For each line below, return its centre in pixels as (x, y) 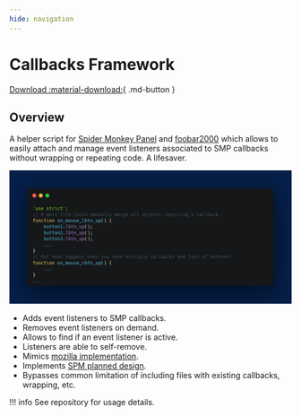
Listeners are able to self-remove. (85, 346)
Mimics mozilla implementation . (80, 356)
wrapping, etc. (49, 385)
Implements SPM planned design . (84, 365)
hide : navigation (42, 19)
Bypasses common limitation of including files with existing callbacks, (151, 375)
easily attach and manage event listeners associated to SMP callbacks (139, 149)
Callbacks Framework (92, 64)
